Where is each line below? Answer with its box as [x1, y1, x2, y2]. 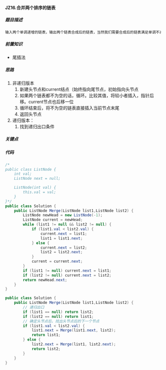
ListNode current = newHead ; [23, 218, 83, 222]
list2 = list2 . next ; [40, 250, 83, 255]
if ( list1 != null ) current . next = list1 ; [23, 268, 112, 273]
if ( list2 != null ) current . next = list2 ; [23, 273, 112, 278]
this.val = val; [23, 190, 56, 195]
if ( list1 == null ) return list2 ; [23, 309, 94, 314]
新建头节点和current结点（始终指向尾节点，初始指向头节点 [19, 86, 139, 92]
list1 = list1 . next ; [40, 236, 83, 241]
